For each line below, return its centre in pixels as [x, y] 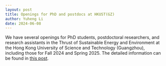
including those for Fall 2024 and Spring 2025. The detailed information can [83, 53]
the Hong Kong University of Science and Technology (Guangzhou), [75, 48]
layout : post [19, 10]
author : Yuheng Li [24, 19]
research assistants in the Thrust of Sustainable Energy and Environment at [83, 43]
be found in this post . [27, 58]
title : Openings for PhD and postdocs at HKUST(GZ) [60, 14]
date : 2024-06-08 [23, 23]
